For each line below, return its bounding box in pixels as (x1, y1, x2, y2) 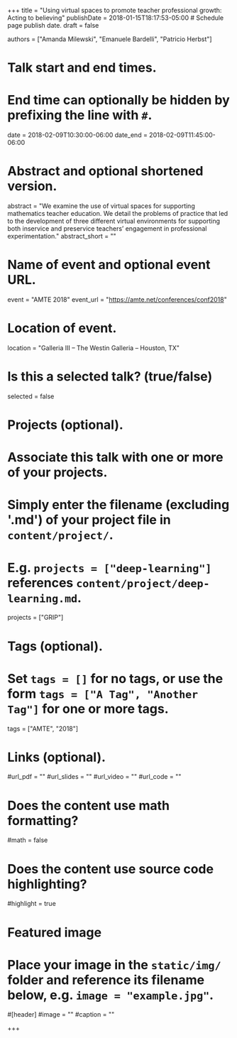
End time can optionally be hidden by (7, 92, 230, 109)
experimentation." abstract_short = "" (7, 232, 117, 241)
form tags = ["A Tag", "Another (7, 685, 199, 701)
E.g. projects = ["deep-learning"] (7, 559, 212, 576)
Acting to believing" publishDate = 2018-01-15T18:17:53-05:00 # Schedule (7, 13, 224, 22)
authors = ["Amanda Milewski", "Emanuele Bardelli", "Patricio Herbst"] (7, 35, 212, 43)
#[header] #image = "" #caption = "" (7, 1010, 115, 1019)
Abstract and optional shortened (7, 163, 204, 180)
